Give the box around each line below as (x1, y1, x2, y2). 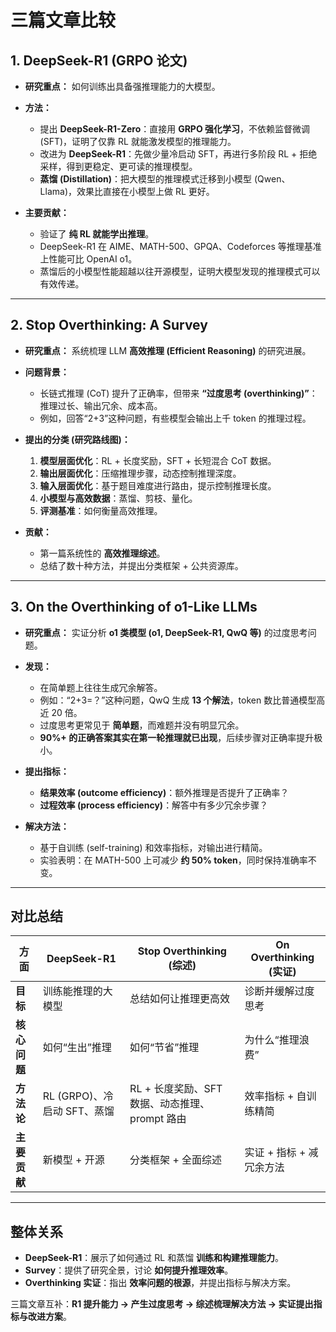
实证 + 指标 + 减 (244, 1146, 319, 1160)
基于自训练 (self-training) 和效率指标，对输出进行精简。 (39, 841, 268, 853)
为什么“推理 (244, 1033, 300, 1047)
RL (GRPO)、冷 (42, 1089, 114, 1103)
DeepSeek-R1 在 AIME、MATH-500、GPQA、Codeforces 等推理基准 (39, 241, 322, 252)
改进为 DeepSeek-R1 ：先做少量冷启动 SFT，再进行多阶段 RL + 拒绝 (39, 148, 318, 160)
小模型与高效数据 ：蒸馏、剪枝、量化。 (39, 492, 198, 504)
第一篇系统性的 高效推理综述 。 (39, 547, 166, 559)
